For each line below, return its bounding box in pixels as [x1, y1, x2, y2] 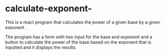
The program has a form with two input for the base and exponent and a [5, 34, 153, 40]
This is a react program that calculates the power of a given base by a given [5, 19, 160, 25]
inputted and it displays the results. [5, 44, 77, 50]
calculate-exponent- [5, 3, 92, 14]
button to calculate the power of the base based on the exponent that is [5, 39, 152, 45]
